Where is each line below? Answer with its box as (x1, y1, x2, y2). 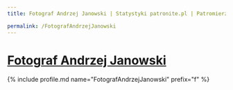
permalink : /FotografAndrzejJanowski (7, 22, 116, 30)
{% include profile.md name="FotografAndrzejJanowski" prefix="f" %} (7, 75, 210, 84)
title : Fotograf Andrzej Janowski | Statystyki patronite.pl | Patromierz (7, 10, 228, 17)
